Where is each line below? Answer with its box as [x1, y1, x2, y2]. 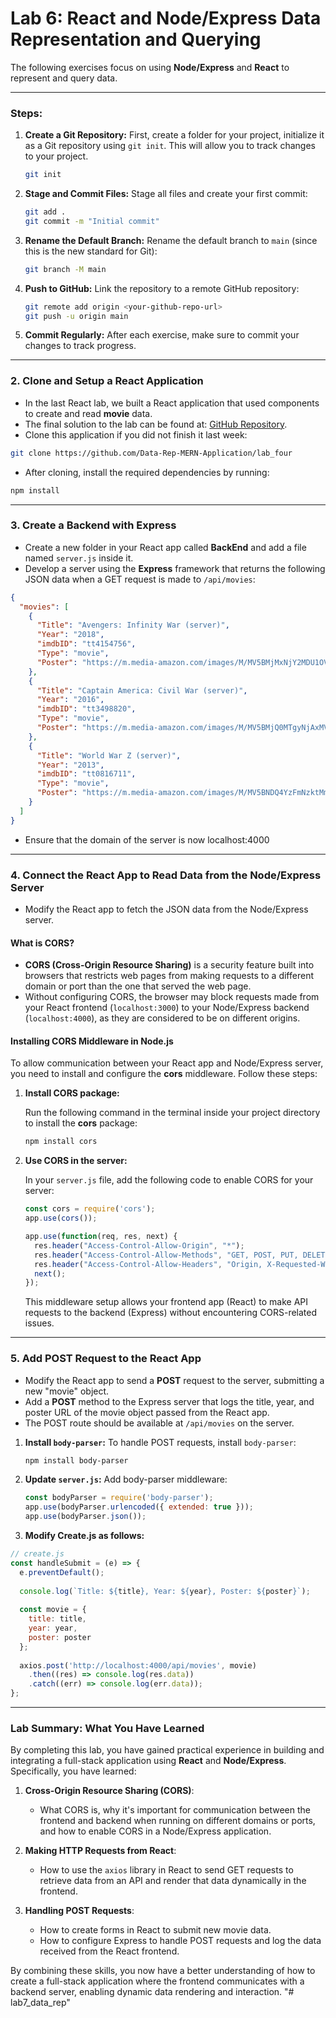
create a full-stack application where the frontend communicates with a [10, 1975, 305, 1987]
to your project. [24, 150, 89, 162]
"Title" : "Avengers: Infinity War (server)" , [36, 620, 230, 631]
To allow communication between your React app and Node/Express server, [10, 1057, 324, 1069]
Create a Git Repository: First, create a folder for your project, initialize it [24, 129, 325, 141]
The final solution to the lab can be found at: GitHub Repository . [24, 418, 288, 430]
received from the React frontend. [39, 1945, 180, 1957]
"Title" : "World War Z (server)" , [36, 750, 182, 761]
